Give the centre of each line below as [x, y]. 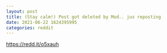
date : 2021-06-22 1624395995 [42, 22]
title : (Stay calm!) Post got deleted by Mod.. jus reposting [83, 17]
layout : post [22, 11]
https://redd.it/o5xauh [33, 44]
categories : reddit [30, 28]
